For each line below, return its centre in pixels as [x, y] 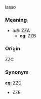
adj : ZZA [21, 31]
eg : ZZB [28, 36]
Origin [13, 49]
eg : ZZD [13, 83]
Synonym [17, 72]
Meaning [16, 20]
